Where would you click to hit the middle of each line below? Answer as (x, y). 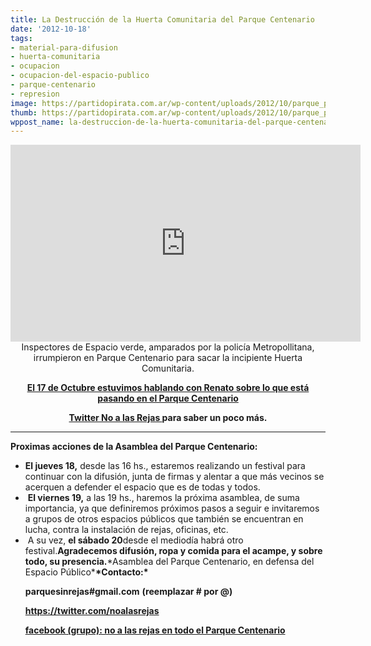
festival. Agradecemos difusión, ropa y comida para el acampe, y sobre (173, 551)
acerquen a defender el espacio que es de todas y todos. (142, 487)
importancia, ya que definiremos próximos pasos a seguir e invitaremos (172, 508)
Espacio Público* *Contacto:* (86, 572)
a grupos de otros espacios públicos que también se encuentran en (164, 519)
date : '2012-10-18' (51, 29)
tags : (21, 38)
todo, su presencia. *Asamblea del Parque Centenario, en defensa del (169, 562)
